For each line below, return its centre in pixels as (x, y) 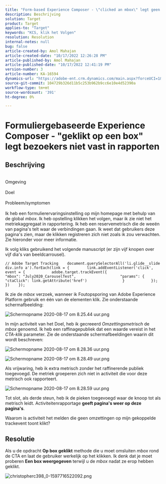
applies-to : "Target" (27, 28)
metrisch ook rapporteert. (31, 379)
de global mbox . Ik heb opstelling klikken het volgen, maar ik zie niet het (78, 219)
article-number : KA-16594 (32, 74)
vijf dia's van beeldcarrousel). (35, 254)
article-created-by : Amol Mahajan (41, 51)
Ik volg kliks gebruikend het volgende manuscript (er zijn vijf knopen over (80, 249)
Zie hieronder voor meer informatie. (41, 240)
